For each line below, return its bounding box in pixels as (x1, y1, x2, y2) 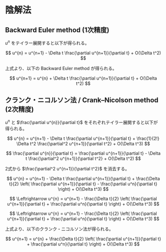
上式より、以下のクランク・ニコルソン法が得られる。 (5, 226, 113, 232)
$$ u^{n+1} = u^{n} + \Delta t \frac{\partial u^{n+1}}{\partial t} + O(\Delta (9, 75, 157, 81)
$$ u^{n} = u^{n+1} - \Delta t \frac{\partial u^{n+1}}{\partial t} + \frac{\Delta (6, 176, 160, 182)
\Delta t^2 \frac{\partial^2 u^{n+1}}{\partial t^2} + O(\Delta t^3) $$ (16, 141, 150, 147)
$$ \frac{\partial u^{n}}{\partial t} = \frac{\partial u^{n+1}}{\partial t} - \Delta (5, 150, 161, 156)
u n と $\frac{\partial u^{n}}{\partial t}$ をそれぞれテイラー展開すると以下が (5, 119, 158, 126)
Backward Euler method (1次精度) (5, 26, 110, 34)
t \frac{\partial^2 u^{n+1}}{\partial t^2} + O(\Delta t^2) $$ (25, 156, 141, 162)
